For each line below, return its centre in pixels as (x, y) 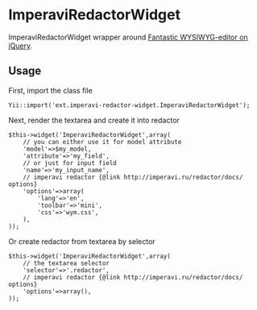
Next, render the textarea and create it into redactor (94, 120)
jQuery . (21, 45)
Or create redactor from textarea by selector (82, 241)
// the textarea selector (66, 263)
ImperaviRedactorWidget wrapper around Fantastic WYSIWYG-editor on (128, 37)
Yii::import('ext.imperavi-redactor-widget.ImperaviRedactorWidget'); (129, 105)
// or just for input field (70, 163)
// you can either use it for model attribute (102, 142)
